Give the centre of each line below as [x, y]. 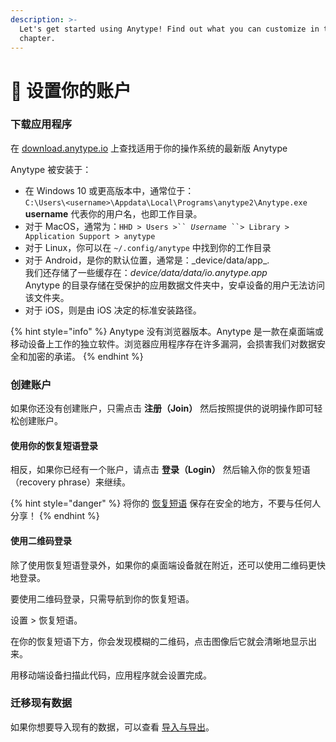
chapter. [37, 38]
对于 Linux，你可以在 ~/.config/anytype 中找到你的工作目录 [148, 247]
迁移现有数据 [41, 703]
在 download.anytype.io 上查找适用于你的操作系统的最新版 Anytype [149, 148]
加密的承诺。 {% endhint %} [85, 356]
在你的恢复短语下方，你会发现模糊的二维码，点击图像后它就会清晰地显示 [159, 641]
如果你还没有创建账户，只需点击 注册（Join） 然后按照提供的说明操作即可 [162, 408]
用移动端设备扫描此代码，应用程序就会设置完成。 [111, 675]
